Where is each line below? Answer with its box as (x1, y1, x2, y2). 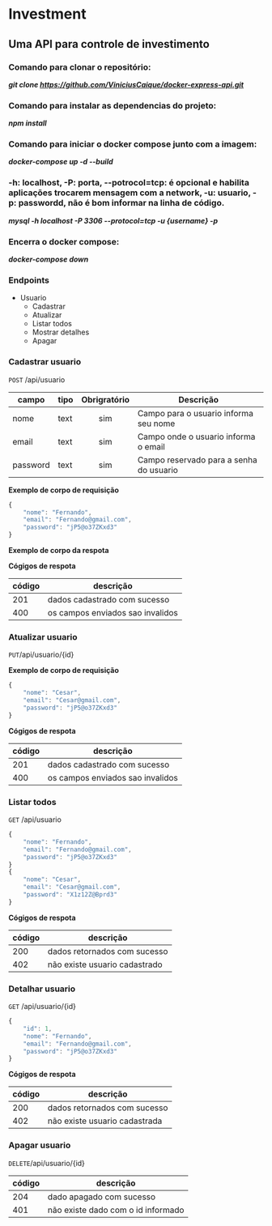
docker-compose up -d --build (8, 157, 113, 167)
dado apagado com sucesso (47, 1191, 156, 1203)
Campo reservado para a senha (137, 454, 257, 466)
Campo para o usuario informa (137, 407, 253, 419)
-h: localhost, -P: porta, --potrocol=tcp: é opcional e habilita (8, 177, 249, 189)
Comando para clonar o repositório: (8, 62, 151, 73)
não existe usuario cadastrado (47, 959, 164, 970)
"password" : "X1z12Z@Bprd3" (23, 891, 117, 899)
